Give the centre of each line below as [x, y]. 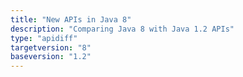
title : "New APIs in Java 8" [71, 19]
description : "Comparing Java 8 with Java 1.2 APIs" [122, 29]
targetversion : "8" [51, 47]
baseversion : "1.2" [51, 57]
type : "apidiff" [44, 38]
